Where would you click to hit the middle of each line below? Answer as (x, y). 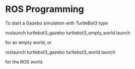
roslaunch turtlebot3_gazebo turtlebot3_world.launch (60, 52)
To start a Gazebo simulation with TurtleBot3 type (57, 23)
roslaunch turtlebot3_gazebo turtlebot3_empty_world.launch (68, 32)
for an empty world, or (28, 42)
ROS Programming (45, 9)
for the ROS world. (24, 61)
